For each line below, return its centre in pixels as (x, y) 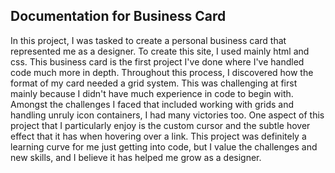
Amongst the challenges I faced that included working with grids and (152, 104)
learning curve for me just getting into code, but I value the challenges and (164, 146)
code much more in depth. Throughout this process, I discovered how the (162, 72)
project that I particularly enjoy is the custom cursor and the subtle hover (160, 125)
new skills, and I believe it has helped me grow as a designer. (136, 157)
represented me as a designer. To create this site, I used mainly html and (160, 51)
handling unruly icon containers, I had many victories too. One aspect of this (167, 115)
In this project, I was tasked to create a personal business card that (148, 40)
